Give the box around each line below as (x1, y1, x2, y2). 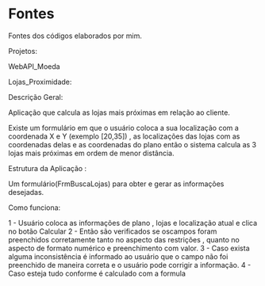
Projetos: (8, 46, 38, 55)
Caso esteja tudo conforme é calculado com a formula (8, 269, 186, 278)
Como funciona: (8, 203, 61, 212)
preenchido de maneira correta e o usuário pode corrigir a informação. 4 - (8, 260, 252, 269)
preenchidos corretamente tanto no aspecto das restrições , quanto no (8, 235, 240, 244)
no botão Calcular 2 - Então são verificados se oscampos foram (8, 227, 217, 236)
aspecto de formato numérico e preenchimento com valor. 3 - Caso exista (8, 243, 250, 253)
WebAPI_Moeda (8, 61, 61, 71)
